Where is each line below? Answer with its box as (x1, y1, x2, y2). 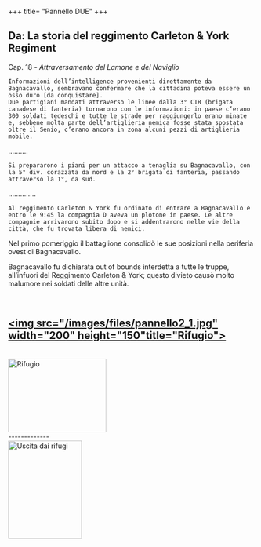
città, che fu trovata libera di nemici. (8, 224, 146, 232)
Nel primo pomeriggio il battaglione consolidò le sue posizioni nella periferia (8, 239, 253, 248)
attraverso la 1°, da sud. (8, 175, 96, 183)
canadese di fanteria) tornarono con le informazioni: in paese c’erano (8, 105, 251, 113)
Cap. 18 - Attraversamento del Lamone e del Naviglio (8, 62, 179, 71)
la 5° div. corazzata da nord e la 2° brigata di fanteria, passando (8, 168, 241, 176)
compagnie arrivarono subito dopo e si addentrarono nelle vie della (8, 217, 241, 226)
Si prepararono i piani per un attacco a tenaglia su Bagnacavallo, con (8, 161, 251, 170)
